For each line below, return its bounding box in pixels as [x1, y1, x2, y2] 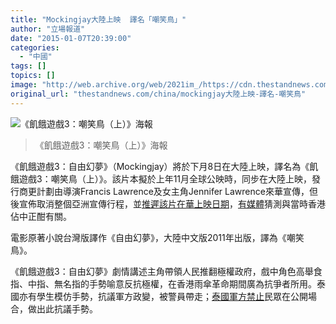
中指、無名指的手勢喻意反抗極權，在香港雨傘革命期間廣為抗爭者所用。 [27, 277, 317, 290]
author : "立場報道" [10, 24, 86, 34]
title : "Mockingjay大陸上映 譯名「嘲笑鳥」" [10, 14, 187, 25]
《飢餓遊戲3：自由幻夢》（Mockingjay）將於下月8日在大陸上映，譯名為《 [10, 160, 310, 172]
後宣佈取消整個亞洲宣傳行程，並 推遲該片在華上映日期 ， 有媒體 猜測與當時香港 [10, 197, 326, 210]
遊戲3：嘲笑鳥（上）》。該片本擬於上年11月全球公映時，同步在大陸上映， [18, 172, 313, 185]
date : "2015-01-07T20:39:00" [10, 33, 132, 43]
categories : [10, 42, 60, 53]
